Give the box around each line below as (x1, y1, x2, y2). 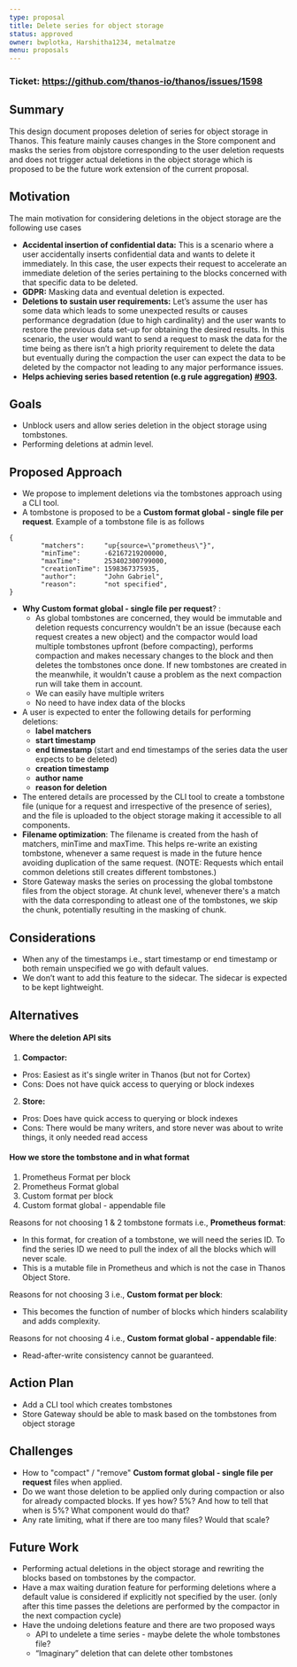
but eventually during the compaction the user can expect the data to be (21, 352, 286, 363)
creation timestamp (34, 764, 110, 774)
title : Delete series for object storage (9, 21, 164, 30)
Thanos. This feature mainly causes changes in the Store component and (9, 135, 276, 146)
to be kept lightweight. (21, 982, 104, 993)
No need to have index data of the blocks (34, 697, 186, 709)
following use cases (9, 222, 82, 233)
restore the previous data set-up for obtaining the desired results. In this (21, 324, 285, 335)
